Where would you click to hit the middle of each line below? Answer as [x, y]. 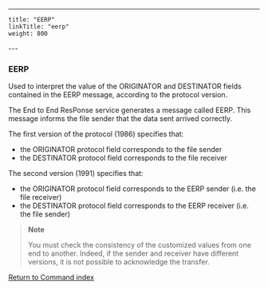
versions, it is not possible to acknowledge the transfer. [118, 262]
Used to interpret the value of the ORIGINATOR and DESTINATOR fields [125, 86]
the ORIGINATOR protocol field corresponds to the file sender [121, 150]
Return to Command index [51, 277]
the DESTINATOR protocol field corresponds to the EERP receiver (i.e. [134, 206]
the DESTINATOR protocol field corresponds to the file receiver [123, 158]
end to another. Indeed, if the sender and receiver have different [133, 254]
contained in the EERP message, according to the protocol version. [118, 95]
